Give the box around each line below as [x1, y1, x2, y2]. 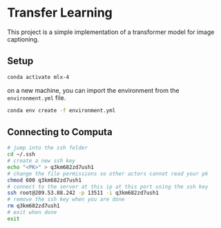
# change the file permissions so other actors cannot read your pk [7, 170, 209, 177]
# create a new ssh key [7, 157, 76, 164]
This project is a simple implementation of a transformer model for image [7, 28, 215, 36]
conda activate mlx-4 [7, 73, 70, 80]
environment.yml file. [7, 94, 66, 102]
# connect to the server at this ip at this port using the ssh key [7, 183, 209, 190]
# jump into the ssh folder [7, 144, 88, 152]
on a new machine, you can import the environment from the [7, 86, 180, 94]
